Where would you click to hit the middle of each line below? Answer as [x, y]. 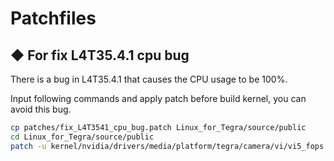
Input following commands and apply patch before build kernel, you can [158, 98]
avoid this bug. [41, 109]
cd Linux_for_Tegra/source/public [82, 137]
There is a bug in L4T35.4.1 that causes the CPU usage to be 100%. [149, 79]
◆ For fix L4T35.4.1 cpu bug [100, 55]
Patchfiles [53, 18]
